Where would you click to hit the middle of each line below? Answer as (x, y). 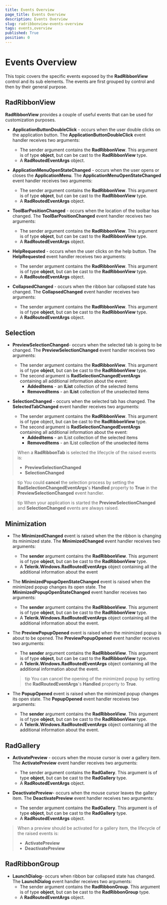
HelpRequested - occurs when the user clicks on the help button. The (84, 251)
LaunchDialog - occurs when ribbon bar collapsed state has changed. (84, 876)
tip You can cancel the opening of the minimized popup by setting (92, 679)
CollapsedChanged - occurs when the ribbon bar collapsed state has (84, 286)
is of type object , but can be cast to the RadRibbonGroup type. (85, 892)
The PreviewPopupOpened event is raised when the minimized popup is (87, 633)
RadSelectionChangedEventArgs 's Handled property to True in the (87, 488)
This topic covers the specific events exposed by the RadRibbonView (77, 76)
